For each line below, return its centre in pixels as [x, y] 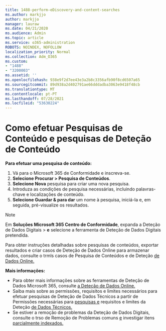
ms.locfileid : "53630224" [32, 103]
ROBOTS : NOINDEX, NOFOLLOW [33, 47]
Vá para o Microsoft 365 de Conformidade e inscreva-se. [71, 173]
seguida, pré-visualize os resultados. [51, 205]
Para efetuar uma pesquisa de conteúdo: [48, 163]
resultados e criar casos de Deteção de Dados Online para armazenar [77, 250]
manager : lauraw [22, 24]
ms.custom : [17, 61]
